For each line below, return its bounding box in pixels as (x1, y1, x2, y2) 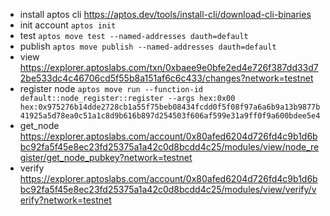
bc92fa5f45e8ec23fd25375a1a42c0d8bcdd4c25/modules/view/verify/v (19, 184, 317, 195)
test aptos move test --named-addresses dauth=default (19, 30, 249, 41)
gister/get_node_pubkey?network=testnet (19, 152, 193, 163)
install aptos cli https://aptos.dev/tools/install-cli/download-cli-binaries (19, 9, 312, 20)
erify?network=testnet (19, 194, 112, 206)
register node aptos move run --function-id (19, 83, 203, 94)
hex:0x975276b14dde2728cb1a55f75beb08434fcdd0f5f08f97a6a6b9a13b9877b (19, 102, 321, 112)
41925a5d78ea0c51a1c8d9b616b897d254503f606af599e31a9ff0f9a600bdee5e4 (19, 111, 321, 121)
